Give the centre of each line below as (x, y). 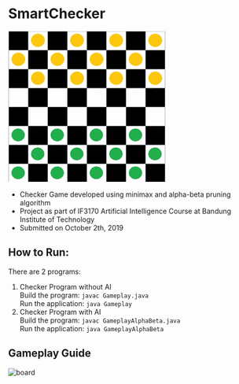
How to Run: (39, 253)
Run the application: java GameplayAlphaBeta (92, 328)
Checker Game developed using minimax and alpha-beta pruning (125, 194)
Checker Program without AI (65, 286)
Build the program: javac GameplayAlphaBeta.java (100, 320)
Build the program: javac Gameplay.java (84, 295)
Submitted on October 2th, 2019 (72, 227)
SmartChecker (57, 14)
